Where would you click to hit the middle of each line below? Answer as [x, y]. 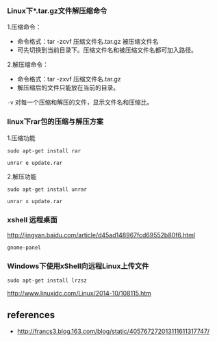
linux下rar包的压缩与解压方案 [55, 122]
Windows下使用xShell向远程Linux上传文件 [78, 266]
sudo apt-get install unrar [47, 189]
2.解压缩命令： [28, 65]
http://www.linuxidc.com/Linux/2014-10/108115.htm [79, 293]
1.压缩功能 [21, 137]
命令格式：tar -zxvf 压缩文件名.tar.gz [69, 79]
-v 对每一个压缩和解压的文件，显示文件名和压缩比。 [80, 102]
